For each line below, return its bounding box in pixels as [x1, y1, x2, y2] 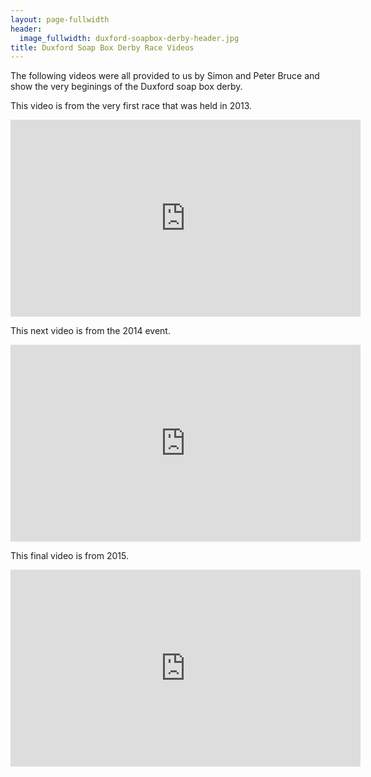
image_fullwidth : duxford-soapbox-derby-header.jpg [19, 33, 240, 43]
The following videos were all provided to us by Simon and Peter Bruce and [10, 70, 320, 82]
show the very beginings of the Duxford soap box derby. [10, 81, 243, 93]
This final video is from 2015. [10, 550, 129, 562]
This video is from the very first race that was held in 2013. [10, 100, 253, 112]
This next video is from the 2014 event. [10, 325, 171, 337]
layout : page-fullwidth [10, 14, 110, 25]
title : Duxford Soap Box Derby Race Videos [10, 42, 195, 53]
